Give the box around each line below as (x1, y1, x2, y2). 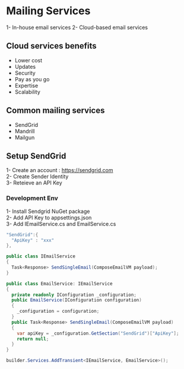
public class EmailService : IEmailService (6, 281, 113, 287)
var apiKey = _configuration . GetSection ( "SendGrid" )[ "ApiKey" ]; (17, 330, 179, 336)
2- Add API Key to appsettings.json (6, 214, 92, 221)
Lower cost (14, 56, 43, 63)
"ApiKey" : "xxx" (11, 237, 55, 243)
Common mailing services (6, 106, 105, 116)
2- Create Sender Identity (6, 173, 69, 180)
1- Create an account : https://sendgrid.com (6, 167, 113, 174)
